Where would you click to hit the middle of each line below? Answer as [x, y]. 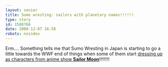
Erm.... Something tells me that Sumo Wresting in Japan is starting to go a [83, 48]
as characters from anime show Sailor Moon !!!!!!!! [58, 59]
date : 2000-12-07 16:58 [31, 29]
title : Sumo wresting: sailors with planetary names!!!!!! [70, 15]
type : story [18, 19]
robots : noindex [23, 34]
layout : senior [22, 10]
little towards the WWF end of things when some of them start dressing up [84, 54]
